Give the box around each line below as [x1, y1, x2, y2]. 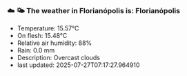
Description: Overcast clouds [17, 54, 100, 62]
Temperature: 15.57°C [17, 24, 79, 32]
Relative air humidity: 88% [17, 39, 92, 47]
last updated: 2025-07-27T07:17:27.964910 [17, 61, 140, 69]
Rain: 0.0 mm [17, 46, 55, 55]
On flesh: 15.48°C [17, 32, 68, 40]
